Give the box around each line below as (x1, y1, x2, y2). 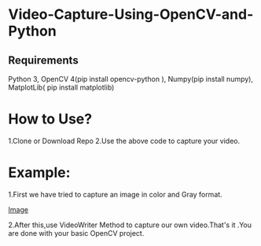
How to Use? (8, 110, 93, 128)
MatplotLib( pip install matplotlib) (8, 83, 115, 92)
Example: (8, 163, 71, 182)
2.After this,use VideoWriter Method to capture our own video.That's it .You (8, 220, 252, 229)
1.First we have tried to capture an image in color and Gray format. (8, 189, 222, 199)
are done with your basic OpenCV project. (8, 228, 145, 237)
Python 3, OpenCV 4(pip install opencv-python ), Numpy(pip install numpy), (8, 75, 254, 83)
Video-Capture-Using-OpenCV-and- (8, 6, 254, 24)
